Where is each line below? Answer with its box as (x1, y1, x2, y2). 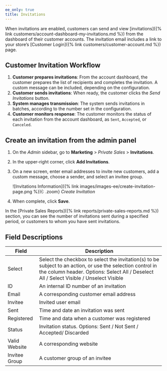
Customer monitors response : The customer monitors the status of (12, 111, 152, 117)
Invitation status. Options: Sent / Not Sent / (39, 323, 139, 330)
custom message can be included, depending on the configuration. (12, 85, 150, 91)
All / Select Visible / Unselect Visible (39, 274, 123, 281)
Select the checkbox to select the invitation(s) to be (39, 256, 160, 263)
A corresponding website (39, 340, 98, 347)
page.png (12, 189, 32, 195)
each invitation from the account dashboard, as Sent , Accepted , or (12, 116, 147, 122)
